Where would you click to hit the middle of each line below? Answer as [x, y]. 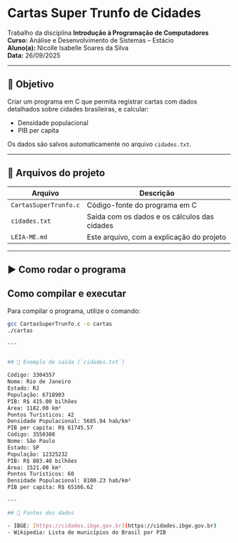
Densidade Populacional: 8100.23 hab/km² [69, 481]
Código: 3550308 [31, 434]
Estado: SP [23, 448]
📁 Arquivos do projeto [56, 173]
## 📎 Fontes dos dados [41, 512]
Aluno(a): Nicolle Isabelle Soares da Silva [68, 48]
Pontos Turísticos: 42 [41, 415]
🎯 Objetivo [31, 84]
